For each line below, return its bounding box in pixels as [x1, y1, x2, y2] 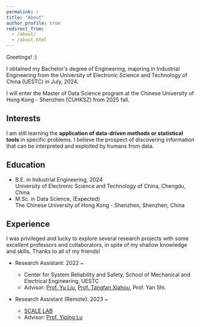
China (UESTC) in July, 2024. [6, 78, 79, 85]
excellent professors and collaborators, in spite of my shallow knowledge [6, 241, 188, 249]
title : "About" [6, 14, 45, 21]
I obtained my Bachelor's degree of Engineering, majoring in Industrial [6, 65, 180, 72]
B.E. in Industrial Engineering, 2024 [14, 176, 103, 183]
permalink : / [6, 8, 39, 15]
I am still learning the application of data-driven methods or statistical [6, 129, 184, 136]
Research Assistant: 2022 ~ [14, 259, 84, 267]
